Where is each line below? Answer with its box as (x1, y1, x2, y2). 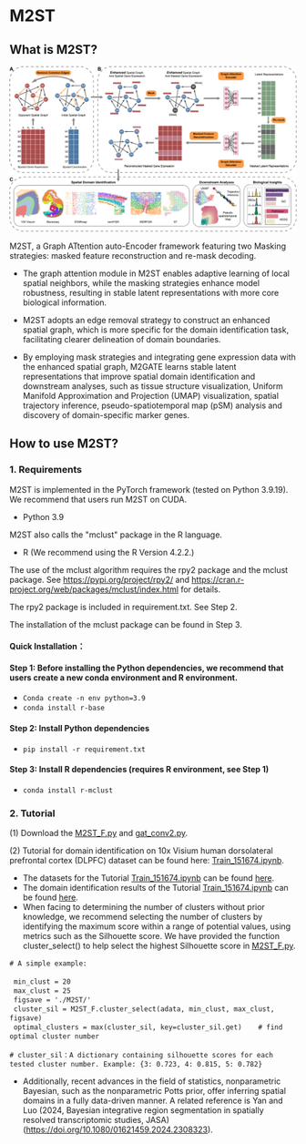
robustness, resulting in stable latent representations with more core (22, 287, 280, 298)
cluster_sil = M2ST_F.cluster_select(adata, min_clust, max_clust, (13, 1005, 275, 1014)
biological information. (22, 297, 107, 308)
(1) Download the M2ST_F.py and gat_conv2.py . (9, 828, 189, 839)
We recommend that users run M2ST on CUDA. (9, 494, 188, 505)
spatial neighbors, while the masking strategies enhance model (22, 277, 260, 288)
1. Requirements (9, 464, 83, 476)
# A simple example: (9, 959, 88, 968)
